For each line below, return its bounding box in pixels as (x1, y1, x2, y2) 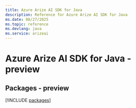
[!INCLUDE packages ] (5, 97, 51, 103)
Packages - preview (5, 84, 69, 92)
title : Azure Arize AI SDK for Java (5, 7, 82, 13)
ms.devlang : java (5, 26, 42, 31)
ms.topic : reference (5, 21, 49, 27)
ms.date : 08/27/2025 (5, 17, 49, 22)
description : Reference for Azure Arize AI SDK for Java (5, 12, 128, 17)
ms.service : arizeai (5, 31, 49, 36)
